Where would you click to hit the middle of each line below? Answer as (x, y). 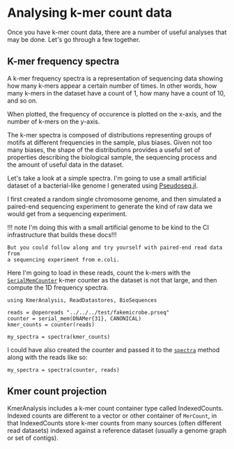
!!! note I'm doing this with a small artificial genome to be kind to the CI (108, 227)
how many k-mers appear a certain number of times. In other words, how (112, 86)
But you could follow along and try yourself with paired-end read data (115, 248)
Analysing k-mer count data (90, 13)
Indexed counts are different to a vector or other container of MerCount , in (112, 416)
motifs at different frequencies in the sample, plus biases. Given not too (110, 142)
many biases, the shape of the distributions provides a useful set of (104, 150)
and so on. (23, 100)
